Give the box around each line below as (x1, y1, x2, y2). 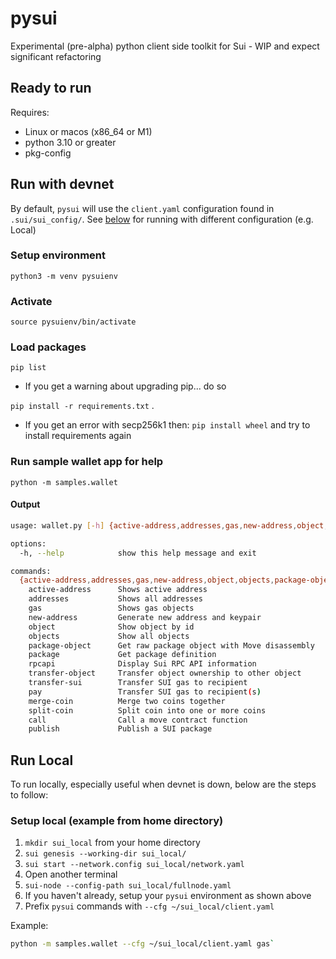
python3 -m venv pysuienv (10, 271, 118, 281)
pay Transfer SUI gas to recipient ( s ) (28, 687, 262, 697)
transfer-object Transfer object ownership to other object (28, 668, 302, 679)
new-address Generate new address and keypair (28, 612, 262, 622)
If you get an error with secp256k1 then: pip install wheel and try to (24, 419, 311, 431)
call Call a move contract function (28, 715, 248, 725)
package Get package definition (28, 650, 217, 660)
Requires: (10, 106, 50, 118)
